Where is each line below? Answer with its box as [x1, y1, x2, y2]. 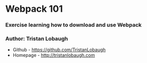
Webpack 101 [5, 3, 63, 15]
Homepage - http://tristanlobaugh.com [12, 52, 95, 58]
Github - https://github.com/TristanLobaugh [12, 47, 106, 53]
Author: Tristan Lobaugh [5, 35, 68, 43]
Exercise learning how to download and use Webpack [5, 22, 142, 29]
